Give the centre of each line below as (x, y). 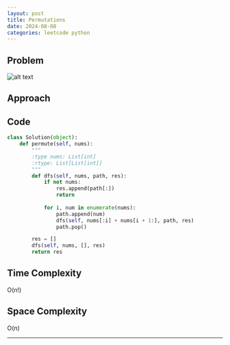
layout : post (26, 13)
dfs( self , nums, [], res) (69, 246)
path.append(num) (81, 214)
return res (47, 252)
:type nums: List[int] (64, 156)
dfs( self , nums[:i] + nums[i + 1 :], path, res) (125, 220)
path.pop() (72, 227)
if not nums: (62, 182)
